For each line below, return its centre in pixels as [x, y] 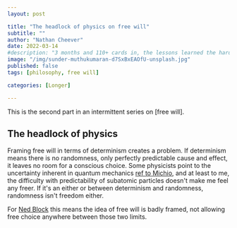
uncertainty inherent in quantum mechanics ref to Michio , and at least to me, [119, 173]
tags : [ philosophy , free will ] [53, 72]
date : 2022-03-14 [33, 47]
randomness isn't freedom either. [56, 196]
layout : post [26, 14]
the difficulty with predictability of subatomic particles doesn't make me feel [118, 181]
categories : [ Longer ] [39, 85]
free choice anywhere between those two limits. [77, 217]
